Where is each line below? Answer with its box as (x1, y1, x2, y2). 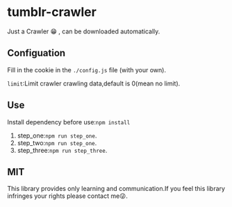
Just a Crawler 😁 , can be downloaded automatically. (7, 27, 160, 35)
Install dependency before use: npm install (7, 117, 131, 126)
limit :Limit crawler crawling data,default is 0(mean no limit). (7, 79, 181, 88)
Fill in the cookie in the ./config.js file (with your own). (7, 65, 167, 74)
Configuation (7, 47, 66, 59)
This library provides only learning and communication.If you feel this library (7, 185, 226, 193)
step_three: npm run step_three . (17, 146, 108, 154)
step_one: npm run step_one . (17, 131, 97, 140)
